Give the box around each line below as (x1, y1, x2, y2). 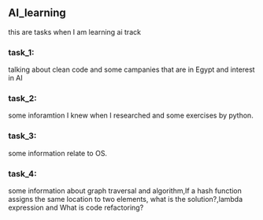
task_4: (8, 168, 37, 179)
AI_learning (8, 6, 67, 20)
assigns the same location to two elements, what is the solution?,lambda (8, 195, 243, 203)
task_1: (8, 47, 35, 58)
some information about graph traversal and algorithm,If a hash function (8, 186, 243, 196)
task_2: (8, 93, 37, 104)
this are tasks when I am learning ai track (8, 27, 142, 36)
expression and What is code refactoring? (8, 203, 144, 212)
